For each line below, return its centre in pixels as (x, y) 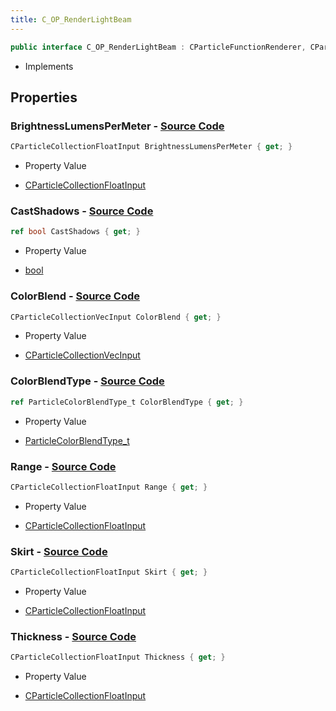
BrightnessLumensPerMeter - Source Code (117, 126)
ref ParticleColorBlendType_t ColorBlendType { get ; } (127, 402)
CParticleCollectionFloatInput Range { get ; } (109, 487)
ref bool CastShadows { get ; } (75, 232)
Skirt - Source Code (59, 551)
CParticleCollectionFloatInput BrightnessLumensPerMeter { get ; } (151, 147)
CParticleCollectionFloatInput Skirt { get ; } (109, 572)
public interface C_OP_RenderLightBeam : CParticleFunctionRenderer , (158, 47)
